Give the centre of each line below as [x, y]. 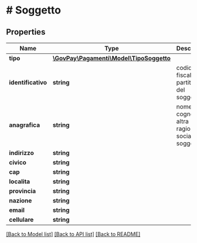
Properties [26, 32]
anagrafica [24, 125]
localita [20, 181]
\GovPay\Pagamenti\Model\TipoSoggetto [112, 58]
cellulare [21, 220]
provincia [23, 191]
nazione [21, 200]
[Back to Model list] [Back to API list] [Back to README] [73, 234]
